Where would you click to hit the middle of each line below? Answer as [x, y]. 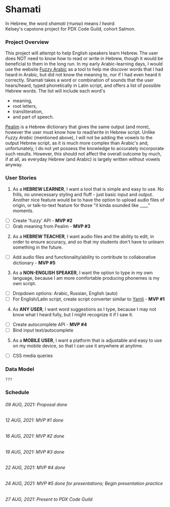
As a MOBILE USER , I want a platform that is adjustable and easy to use [87, 340]
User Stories [21, 178]
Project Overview [27, 42]
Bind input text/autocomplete [43, 330]
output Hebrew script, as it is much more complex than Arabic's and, [77, 143]
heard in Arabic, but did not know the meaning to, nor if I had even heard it [83, 75]
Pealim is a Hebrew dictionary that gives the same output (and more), [78, 127]
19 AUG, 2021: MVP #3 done [35, 452]
